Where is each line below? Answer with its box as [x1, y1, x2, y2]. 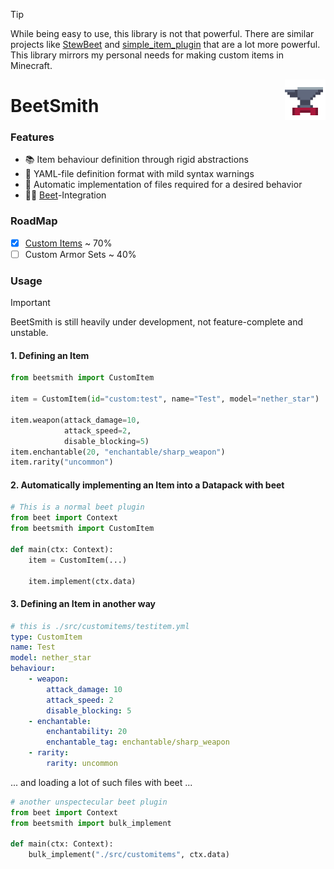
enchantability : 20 [46, 727, 128, 737]
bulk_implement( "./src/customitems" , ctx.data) [28, 850, 230, 860]
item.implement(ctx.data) [28, 576, 137, 586]
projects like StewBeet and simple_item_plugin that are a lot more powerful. [10, 39, 321, 50]
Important [10, 297, 51, 309]
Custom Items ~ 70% [24, 237, 113, 249]
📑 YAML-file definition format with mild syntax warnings [24, 168, 255, 180]
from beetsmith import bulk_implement [10, 818, 172, 828]
